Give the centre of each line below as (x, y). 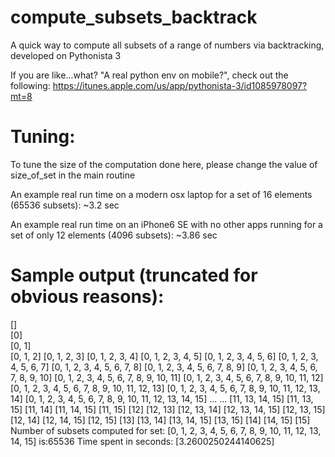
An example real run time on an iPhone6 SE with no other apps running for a (166, 224)
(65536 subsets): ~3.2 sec (65, 205)
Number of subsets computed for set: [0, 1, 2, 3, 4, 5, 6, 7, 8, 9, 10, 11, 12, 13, (166, 430)
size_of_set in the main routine (73, 175)
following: (30, 85)
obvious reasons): (87, 297)
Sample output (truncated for (134, 275)
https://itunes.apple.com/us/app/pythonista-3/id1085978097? (180, 85)
